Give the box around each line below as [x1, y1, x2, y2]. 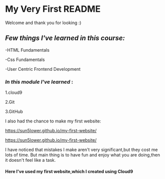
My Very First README [5, 3, 101, 15]
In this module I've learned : [5, 78, 73, 85]
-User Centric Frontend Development [5, 66, 81, 72]
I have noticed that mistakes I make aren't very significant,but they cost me [5, 147, 158, 153]
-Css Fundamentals [5, 57, 45, 62]
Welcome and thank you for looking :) [5, 20, 82, 26]
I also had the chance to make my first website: [5, 118, 101, 124]
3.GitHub [5, 109, 23, 115]
